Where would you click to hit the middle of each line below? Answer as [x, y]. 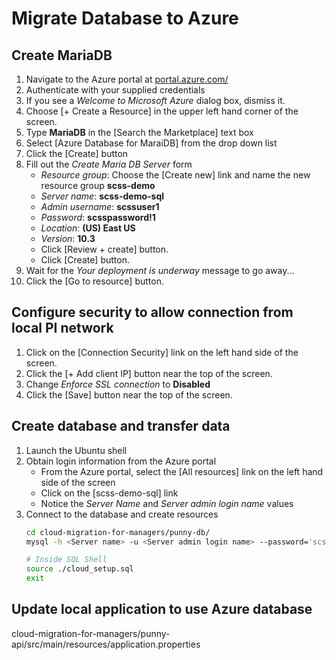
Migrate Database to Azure [125, 18]
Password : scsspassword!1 [98, 217]
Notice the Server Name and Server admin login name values [167, 503]
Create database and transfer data [121, 426]
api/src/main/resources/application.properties [106, 644]
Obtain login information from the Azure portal [121, 461]
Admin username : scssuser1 [100, 206]
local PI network [62, 328]
